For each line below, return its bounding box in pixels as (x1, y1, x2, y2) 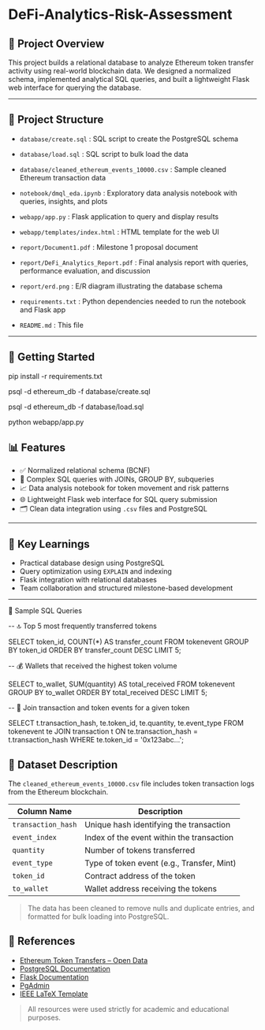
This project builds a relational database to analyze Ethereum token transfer (8, 58, 254, 67)
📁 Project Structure (8, 113, 104, 127)
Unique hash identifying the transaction (84, 820, 231, 831)
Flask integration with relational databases (19, 575, 158, 585)
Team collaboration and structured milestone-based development (19, 583, 233, 593)
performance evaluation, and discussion (19, 266, 151, 275)
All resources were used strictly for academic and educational (27, 1004, 230, 1013)
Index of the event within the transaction (84, 832, 234, 843)
